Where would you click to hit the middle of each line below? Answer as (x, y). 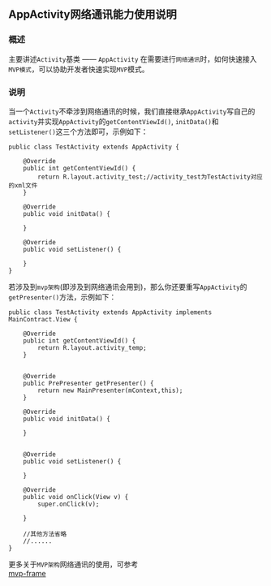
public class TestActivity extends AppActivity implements (110, 312)
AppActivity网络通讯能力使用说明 (92, 15)
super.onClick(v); (69, 504)
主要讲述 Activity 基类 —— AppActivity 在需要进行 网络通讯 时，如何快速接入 (133, 58)
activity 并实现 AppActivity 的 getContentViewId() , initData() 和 (114, 121)
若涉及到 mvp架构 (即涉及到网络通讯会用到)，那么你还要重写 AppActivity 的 (128, 287)
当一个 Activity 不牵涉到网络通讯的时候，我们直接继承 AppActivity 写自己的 (132, 111)
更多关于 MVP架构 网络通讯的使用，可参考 (73, 564)
